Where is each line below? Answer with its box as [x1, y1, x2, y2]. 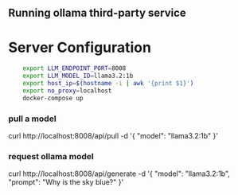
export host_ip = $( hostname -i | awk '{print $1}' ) [22, 80, 194, 88]
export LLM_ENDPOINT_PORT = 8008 [22, 64, 127, 72]
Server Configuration [8, 38, 151, 57]
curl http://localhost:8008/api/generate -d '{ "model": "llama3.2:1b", [8, 169, 231, 178]
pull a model [8, 113, 57, 124]
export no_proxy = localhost [22, 87, 112, 95]
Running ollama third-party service [8, 6, 187, 20]
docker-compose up [22, 94, 84, 102]
